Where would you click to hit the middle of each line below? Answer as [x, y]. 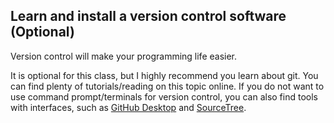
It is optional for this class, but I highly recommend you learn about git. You [164, 75]
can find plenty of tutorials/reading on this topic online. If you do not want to [167, 86]
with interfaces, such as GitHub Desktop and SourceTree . [128, 107]
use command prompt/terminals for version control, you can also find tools [164, 96]
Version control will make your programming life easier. [124, 56]
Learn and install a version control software [148, 16]
